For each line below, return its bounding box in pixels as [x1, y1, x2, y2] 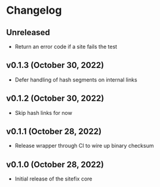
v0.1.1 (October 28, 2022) [6, 126, 102, 137]
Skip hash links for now [14, 109, 73, 116]
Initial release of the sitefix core [14, 175, 93, 182]
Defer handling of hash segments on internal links [14, 76, 137, 83]
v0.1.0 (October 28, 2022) [6, 159, 104, 170]
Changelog [6, 4, 62, 17]
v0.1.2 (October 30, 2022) [6, 93, 104, 104]
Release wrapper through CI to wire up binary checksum [14, 142, 154, 149]
